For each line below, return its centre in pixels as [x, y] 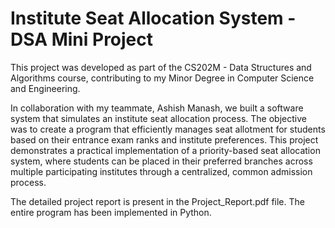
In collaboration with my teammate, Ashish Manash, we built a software [157, 108]
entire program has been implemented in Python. [111, 212]
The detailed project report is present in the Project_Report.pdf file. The [157, 201]
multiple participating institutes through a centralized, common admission [161, 171]
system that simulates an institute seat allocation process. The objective [158, 118]
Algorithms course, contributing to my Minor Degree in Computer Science [162, 78]
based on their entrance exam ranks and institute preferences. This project [164, 139]
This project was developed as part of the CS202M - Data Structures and [161, 67]
